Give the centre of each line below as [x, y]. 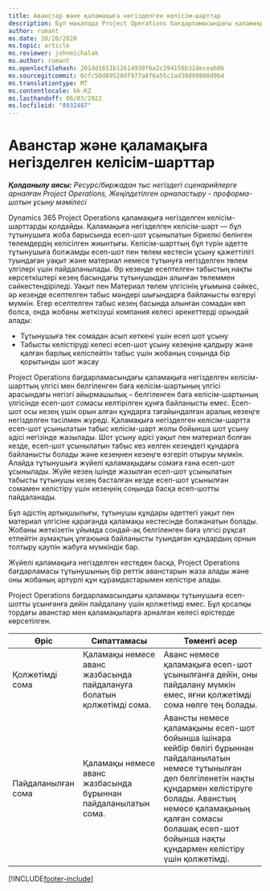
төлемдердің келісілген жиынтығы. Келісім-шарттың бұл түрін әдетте [128, 243]
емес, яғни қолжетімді [207, 695]
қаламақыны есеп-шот [209, 728]
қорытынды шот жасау [59, 362]
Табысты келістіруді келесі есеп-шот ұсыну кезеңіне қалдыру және [136, 345]
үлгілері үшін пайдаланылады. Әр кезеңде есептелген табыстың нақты [130, 269]
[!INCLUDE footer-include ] [51, 879]
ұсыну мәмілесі [60, 202]
